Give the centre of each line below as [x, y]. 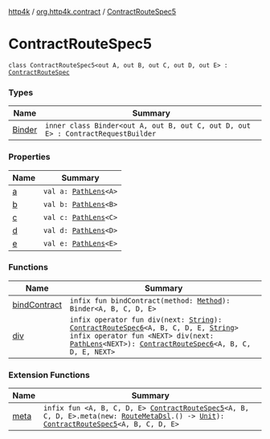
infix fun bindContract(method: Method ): [150, 301]
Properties [29, 157]
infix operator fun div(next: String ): [146, 319]
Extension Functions [49, 375]
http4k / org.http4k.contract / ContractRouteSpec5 [92, 12]
